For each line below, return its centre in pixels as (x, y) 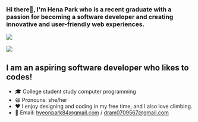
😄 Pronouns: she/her (41, 100)
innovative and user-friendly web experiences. (75, 24)
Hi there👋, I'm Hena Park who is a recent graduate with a (89, 9)
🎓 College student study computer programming (76, 92)
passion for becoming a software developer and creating (90, 17)
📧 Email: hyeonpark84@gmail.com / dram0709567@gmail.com (92, 113)
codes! (19, 77)
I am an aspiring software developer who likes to (98, 68)
